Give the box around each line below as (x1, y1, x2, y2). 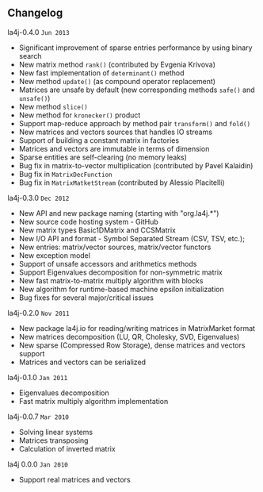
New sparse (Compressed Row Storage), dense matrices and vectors (18, 340, 246, 350)
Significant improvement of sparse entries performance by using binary (18, 43, 253, 52)
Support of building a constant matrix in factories (18, 135, 180, 145)
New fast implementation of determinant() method (18, 67, 185, 78)
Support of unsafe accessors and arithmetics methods (18, 259, 197, 268)
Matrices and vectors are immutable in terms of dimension (18, 144, 210, 153)
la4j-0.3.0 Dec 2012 (7, 193, 70, 202)
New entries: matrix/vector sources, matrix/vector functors (18, 242, 212, 252)
